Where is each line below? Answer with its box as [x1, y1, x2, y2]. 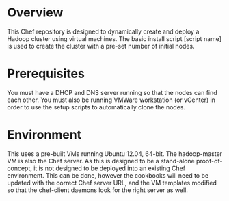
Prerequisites [7, 66, 85, 81]
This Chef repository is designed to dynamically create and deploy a [7, 27, 200, 36]
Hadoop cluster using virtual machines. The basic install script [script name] [7, 34, 222, 42]
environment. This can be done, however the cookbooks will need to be [7, 171, 209, 179]
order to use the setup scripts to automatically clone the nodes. [7, 103, 186, 111]
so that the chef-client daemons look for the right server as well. [7, 186, 188, 194]
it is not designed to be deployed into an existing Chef [33, 164, 186, 172]
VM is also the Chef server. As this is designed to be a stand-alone [7, 157, 195, 165]
